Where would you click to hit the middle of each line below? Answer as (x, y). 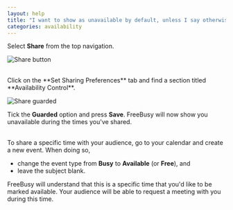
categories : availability (44, 26)
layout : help (26, 14)
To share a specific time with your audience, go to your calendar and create (115, 143)
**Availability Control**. (41, 88)
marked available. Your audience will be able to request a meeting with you (114, 192)
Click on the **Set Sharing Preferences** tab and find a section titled (107, 80)
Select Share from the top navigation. (61, 46)
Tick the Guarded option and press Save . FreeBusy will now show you (107, 114)
